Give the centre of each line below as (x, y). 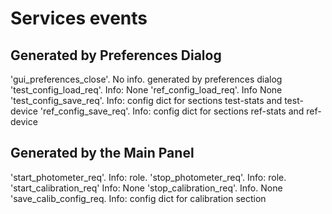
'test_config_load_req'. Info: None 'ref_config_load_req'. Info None (146, 90)
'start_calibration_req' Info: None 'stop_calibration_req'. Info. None (146, 188)
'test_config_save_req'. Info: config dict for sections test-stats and (146, 100)
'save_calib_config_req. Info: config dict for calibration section (138, 198)
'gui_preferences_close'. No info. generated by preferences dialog (146, 79)
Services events (79, 18)
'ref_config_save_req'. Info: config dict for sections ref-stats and (172, 111)
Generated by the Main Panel (102, 153)
